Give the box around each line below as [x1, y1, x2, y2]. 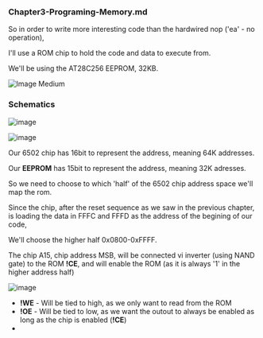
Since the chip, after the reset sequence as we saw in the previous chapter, [8, 202, 255, 212]
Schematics [8, 99, 56, 110]
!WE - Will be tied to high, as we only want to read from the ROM [19, 297, 232, 308]
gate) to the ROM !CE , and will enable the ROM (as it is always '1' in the [8, 258, 241, 268]
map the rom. [8, 187, 52, 196]
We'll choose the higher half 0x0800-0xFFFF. [8, 235, 157, 244]
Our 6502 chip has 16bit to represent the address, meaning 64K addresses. [8, 148, 255, 157]
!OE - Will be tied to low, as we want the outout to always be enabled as [19, 306, 255, 316]
